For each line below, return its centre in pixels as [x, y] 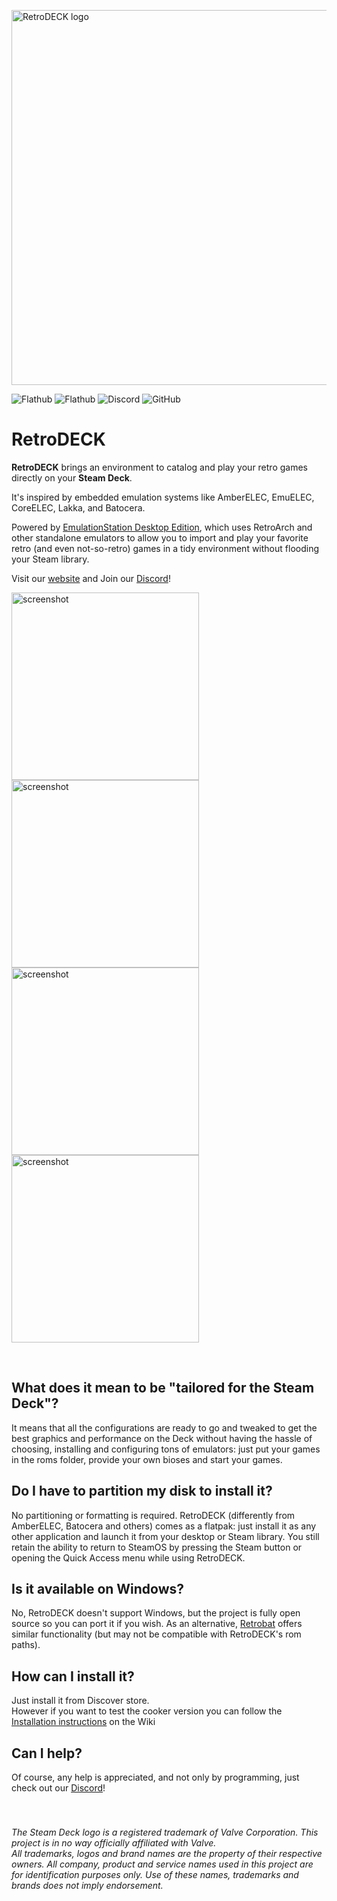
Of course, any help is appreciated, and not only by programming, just [155, 1777]
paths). [26, 1645]
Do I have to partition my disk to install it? [142, 1491]
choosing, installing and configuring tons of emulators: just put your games [166, 1449]
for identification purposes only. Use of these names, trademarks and [155, 1874]
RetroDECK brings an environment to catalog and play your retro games [159, 467]
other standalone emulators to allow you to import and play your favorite [160, 537]
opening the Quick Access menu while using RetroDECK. [128, 1557]
